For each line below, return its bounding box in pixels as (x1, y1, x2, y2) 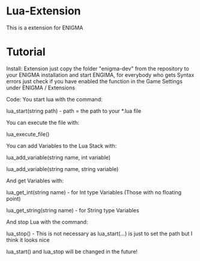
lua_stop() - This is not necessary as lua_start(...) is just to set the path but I (6, 230, 193, 237)
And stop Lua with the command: (6, 218, 88, 226)
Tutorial (6, 45, 46, 59)
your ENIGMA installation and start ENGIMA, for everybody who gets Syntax (6, 71, 195, 79)
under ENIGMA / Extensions (6, 84, 75, 91)
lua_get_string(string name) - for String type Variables (6, 206, 139, 214)
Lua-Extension (6, 4, 81, 18)
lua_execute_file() (6, 130, 50, 137)
